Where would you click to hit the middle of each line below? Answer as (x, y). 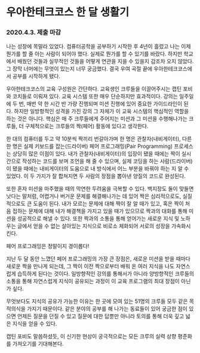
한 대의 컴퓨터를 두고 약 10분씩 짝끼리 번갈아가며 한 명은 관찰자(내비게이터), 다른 (99, 139)
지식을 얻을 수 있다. (35, 324)
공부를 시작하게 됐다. (36, 76)
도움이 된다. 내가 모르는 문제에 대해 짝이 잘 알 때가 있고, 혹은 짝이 (108, 204)
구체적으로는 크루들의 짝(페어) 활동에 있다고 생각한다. (87, 126)
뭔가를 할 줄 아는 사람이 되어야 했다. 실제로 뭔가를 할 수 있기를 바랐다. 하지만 (94, 54)
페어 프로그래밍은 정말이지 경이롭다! (48, 246)
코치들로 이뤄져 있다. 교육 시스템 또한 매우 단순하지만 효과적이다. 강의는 (95, 97)
